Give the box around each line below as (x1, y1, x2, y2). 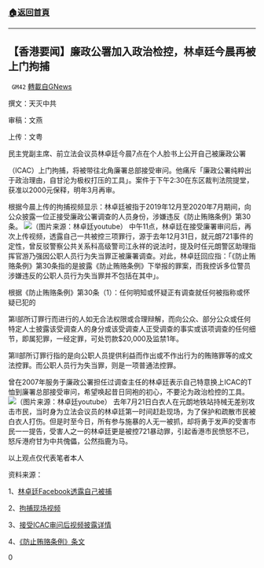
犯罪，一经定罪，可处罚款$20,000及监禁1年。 (35, 334, 183, 343)
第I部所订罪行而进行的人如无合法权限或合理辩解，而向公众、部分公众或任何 (8, 314, 251, 324)
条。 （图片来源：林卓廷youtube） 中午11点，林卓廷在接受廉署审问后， (8, 222, 245, 232)
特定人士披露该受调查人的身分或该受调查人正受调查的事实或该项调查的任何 (8, 325, 249, 334)
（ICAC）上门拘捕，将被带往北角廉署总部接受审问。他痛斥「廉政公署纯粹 (8, 165, 245, 175)
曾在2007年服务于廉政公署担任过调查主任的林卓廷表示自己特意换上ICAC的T (8, 377, 253, 387)
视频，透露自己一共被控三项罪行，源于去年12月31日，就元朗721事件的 (28, 232, 254, 241)
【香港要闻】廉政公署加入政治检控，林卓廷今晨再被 (8, 45, 256, 58)
